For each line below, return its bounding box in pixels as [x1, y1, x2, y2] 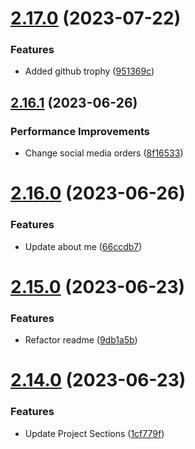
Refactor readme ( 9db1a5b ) [24, 334, 138, 346]
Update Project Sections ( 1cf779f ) [24, 427, 165, 439]
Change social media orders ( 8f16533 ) [24, 147, 184, 159]
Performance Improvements [10, 124, 151, 138]
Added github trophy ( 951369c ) [24, 65, 155, 77]
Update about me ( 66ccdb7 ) [24, 240, 143, 252]
